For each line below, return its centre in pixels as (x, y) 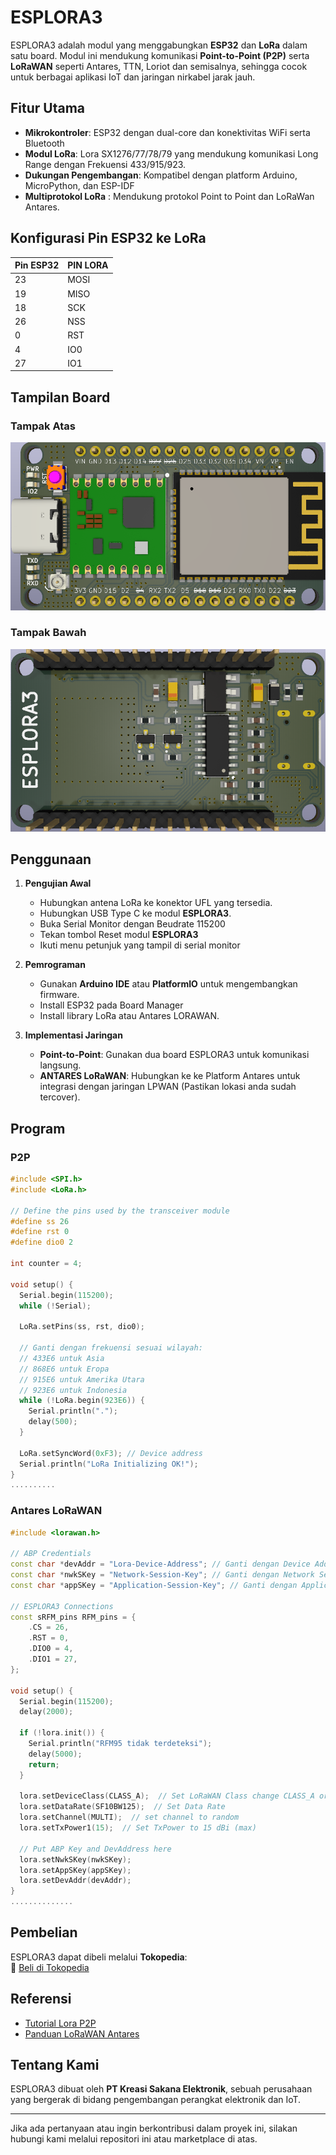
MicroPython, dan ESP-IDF (79, 185)
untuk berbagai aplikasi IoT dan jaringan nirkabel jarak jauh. (133, 77)
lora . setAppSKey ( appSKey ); (75, 1870)
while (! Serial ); (55, 1306)
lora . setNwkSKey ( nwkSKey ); (75, 1859)
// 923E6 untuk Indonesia (73, 1390)
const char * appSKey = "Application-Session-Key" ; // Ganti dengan (154, 1585)
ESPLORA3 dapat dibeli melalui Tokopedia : (99, 1957)
